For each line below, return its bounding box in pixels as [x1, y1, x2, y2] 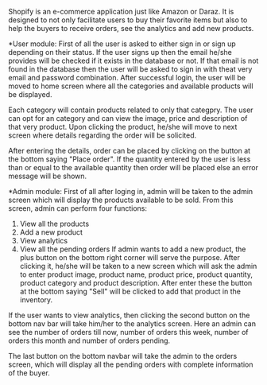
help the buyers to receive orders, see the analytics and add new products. [8, 24, 254, 33]
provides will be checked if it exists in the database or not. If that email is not [8, 56, 259, 65]
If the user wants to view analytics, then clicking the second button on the [8, 310, 250, 320]
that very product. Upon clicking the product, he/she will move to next [8, 122, 238, 131]
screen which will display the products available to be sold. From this [8, 195, 234, 204]
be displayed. [8, 90, 53, 99]
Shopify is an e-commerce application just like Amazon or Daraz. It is [8, 7, 234, 16]
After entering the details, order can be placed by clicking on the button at [8, 146, 251, 155]
